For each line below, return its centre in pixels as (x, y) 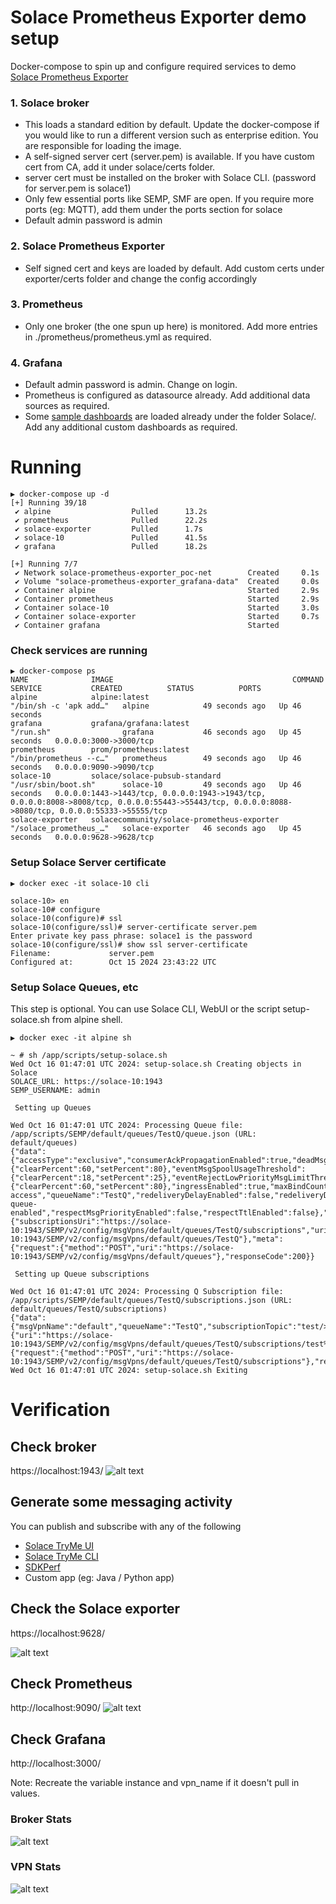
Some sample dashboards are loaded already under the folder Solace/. (170, 417)
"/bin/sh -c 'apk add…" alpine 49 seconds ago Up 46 (156, 706)
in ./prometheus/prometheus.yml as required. (118, 337)
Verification (60, 1410)
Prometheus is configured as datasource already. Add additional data (167, 395)
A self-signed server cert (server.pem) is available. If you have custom (169, 157)
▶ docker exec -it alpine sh (71, 1037)
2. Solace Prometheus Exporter (87, 246)
